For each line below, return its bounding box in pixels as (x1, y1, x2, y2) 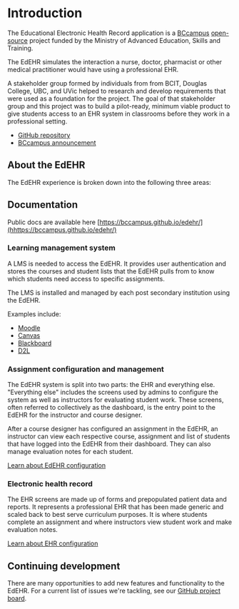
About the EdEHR (7, 159, 86, 171)
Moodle (17, 323, 41, 332)
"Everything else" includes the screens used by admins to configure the (7, 388, 219, 397)
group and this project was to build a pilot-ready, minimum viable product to (7, 101, 230, 110)
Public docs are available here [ (7, 218, 100, 226)
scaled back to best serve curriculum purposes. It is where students (7, 510, 208, 519)
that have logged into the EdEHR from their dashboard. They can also (7, 440, 211, 448)
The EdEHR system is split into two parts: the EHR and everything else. (7, 381, 215, 389)
